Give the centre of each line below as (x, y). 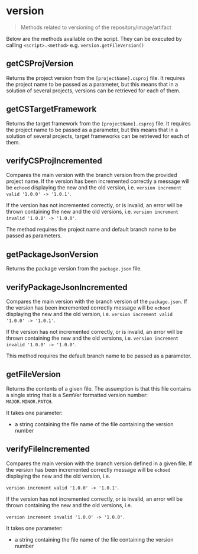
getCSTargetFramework (51, 109)
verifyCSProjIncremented (54, 161)
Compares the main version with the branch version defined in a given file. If (99, 463)
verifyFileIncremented (48, 449)
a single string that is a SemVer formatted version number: (77, 395)
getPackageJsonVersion (52, 254)
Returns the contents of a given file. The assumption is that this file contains (99, 388)
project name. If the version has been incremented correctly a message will (98, 181)
